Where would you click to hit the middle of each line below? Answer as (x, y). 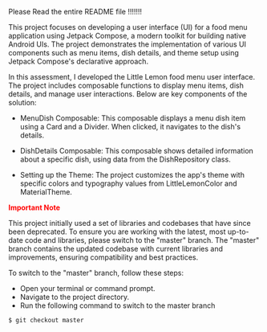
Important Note (34, 207)
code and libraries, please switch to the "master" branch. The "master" (142, 240)
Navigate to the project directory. (75, 297)
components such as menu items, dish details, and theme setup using (123, 53)
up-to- (238, 232)
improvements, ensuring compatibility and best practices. (103, 257)
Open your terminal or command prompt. (87, 288)
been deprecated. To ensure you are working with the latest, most (117, 232)
